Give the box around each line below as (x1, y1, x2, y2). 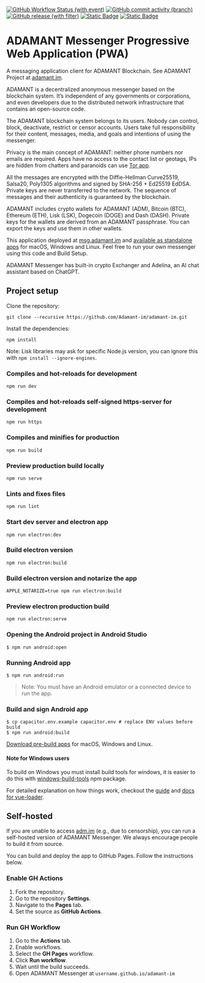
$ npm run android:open (6, 644, 67, 651)
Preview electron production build (6, 602, 110, 611)
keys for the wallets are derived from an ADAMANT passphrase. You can (6, 218, 190, 225)
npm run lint (6, 504, 40, 510)
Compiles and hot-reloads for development (6, 369, 138, 378)
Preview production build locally (6, 461, 105, 470)
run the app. (21, 690, 53, 697)
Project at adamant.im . (6, 74, 63, 81)
